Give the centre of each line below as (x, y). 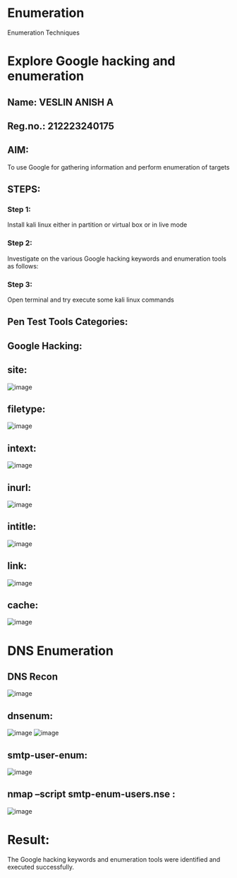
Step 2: (20, 243)
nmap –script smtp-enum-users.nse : (91, 794)
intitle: (22, 527)
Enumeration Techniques (43, 32)
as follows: (23, 266)
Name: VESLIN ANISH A (61, 102)
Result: (29, 840)
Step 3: (20, 284)
